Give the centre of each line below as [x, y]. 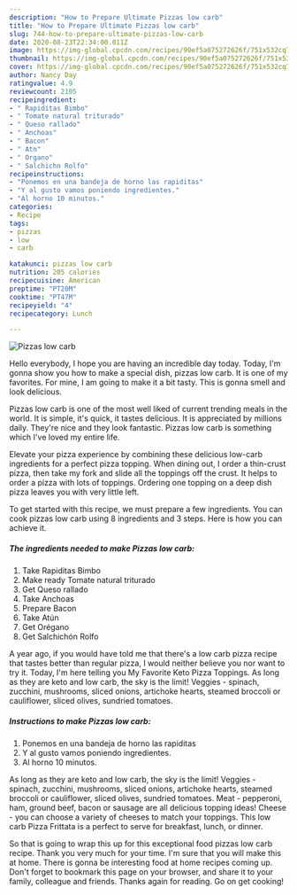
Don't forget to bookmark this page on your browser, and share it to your [141, 872]
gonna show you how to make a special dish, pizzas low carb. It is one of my [148, 373]
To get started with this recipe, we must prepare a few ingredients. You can [146, 510]
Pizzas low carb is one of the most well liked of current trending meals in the [148, 409]
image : [21, 51]
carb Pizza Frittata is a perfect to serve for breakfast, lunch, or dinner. [136, 827]
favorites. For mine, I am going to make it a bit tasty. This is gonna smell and [147, 383]
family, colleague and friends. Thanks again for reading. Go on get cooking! [147, 882]
